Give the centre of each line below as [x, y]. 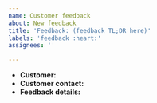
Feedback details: [50, 92]
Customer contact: [52, 84]
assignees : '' [32, 46]
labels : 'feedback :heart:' [55, 38]
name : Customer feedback [49, 16]
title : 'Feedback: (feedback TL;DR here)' [80, 30]
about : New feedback [43, 23]
